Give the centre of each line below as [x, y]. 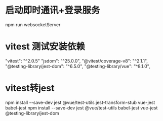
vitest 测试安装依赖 [45, 47]
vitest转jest [30, 88]
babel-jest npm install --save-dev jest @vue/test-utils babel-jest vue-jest [81, 108]
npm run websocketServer [33, 24]
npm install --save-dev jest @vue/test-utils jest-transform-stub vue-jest [80, 102]
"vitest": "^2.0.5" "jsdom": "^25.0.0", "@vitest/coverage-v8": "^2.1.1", [77, 60]
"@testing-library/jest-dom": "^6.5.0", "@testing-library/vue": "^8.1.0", [78, 66]
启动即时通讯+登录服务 [53, 10]
